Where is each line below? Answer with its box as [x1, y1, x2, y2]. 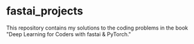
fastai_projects [6, 4, 83, 18]
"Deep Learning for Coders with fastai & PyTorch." [6, 30, 131, 37]
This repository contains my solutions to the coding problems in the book [6, 24, 189, 31]
